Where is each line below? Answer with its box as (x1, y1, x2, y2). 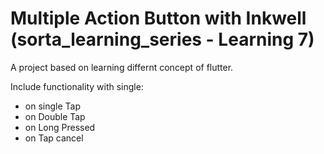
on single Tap (24, 100, 81, 112)
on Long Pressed (24, 121, 96, 133)
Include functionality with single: (10, 80, 144, 92)
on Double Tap (24, 110, 86, 122)
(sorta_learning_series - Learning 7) (10, 28, 315, 51)
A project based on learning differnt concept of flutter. (10, 61, 234, 73)
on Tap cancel (24, 132, 84, 144)
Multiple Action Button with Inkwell (10, 7, 307, 30)
